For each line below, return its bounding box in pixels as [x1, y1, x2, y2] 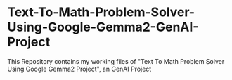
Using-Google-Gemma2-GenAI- [7, 19, 199, 35]
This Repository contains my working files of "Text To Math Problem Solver [7, 57, 225, 65]
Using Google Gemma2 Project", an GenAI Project [7, 65, 152, 73]
